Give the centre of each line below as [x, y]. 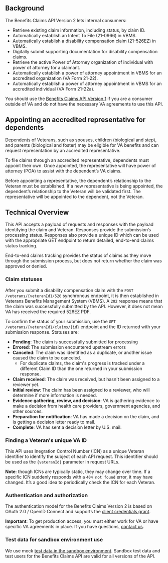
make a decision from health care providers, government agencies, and [86, 406]
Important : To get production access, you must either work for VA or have [82, 521]
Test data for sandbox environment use [54, 540]
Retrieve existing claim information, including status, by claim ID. [79, 30]
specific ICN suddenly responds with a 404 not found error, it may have [79, 477]
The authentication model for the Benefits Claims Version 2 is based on [79, 506]
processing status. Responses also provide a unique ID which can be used [82, 235]
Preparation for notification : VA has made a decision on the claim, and [86, 416]
